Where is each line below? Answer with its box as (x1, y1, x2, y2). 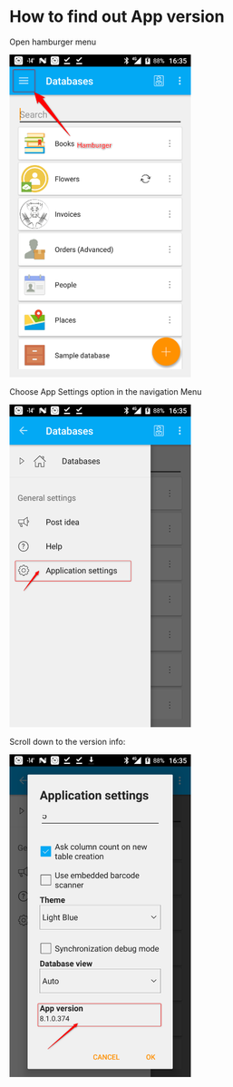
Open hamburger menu (9, 36, 97, 47)
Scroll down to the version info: (9, 736, 126, 747)
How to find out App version (9, 6, 225, 27)
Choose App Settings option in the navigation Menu (9, 386, 202, 397)
